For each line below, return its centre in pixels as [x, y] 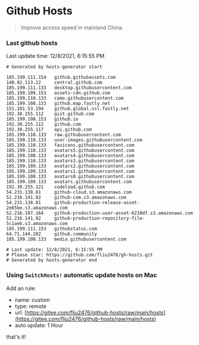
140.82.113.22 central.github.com [54, 83]
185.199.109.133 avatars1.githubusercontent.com [70, 171]
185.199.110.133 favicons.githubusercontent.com [70, 145]
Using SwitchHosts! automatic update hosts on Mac [82, 275]
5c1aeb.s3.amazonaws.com [37, 224]
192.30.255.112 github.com [44, 124]
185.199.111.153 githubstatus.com [52, 229]
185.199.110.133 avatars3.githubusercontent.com [70, 161]
